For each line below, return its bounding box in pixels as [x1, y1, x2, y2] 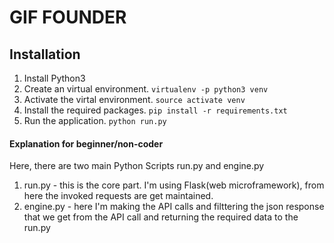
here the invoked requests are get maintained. [23, 190, 214, 202]
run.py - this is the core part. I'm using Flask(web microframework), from [23, 179, 325, 191]
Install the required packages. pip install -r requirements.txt [23, 104, 288, 116]
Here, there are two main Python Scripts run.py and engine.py [9, 160, 265, 172]
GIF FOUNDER [9, 6, 127, 29]
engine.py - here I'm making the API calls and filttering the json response [23, 201, 325, 213]
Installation [9, 46, 81, 63]
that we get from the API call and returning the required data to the [23, 211, 299, 223]
